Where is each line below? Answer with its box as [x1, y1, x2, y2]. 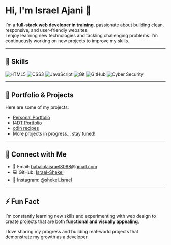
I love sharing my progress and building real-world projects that [5, 229, 139, 235]
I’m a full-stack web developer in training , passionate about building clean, [5, 21, 164, 28]
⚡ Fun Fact [5, 197, 39, 206]
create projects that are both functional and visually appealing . [5, 218, 139, 225]
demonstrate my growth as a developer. [5, 234, 89, 240]
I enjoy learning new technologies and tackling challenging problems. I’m [5, 32, 158, 38]
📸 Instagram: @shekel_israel [12, 176, 72, 183]
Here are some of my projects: [5, 104, 69, 110]
